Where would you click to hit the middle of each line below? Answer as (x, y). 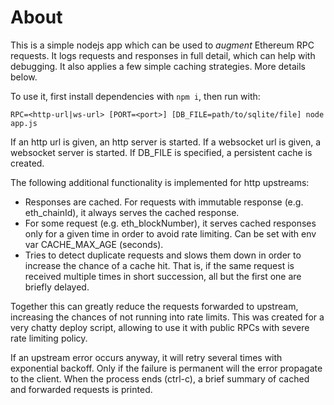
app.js (24, 123)
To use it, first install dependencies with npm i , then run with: (135, 96)
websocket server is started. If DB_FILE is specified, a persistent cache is (161, 152)
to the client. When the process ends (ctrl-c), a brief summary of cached (160, 378)
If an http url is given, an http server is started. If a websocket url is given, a (166, 142)
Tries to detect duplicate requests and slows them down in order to (163, 255)
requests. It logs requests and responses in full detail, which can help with (163, 55)
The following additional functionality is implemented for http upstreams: (160, 182)
